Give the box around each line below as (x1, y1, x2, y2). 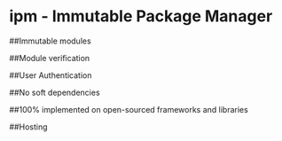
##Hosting (9, 121, 48, 132)
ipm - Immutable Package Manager (9, 6, 273, 27)
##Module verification (9, 52, 90, 63)
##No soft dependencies (9, 87, 100, 98)
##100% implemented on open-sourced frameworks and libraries (9, 104, 248, 114)
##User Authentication (9, 69, 92, 81)
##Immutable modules (9, 35, 91, 46)
